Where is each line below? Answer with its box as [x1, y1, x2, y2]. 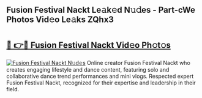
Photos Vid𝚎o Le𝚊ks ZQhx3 [6, 15, 114, 25]
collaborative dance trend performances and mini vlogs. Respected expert [6, 73, 194, 80]
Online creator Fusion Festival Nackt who [86, 59, 191, 66]
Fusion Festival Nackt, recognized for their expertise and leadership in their [6, 79, 196, 86]
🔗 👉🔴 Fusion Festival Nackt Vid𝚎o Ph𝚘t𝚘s [6, 40, 171, 50]
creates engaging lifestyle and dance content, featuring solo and [6, 66, 170, 73]
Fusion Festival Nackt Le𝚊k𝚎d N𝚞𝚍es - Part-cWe [6, 5, 196, 15]
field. [6, 86, 20, 92]
